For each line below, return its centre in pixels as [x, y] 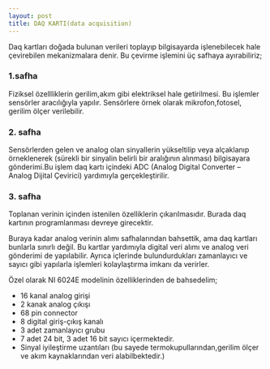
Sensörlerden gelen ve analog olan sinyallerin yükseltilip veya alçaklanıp [129, 150]
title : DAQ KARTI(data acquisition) [70, 24]
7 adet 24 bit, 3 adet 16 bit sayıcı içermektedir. [97, 339]
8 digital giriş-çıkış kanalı [62, 322]
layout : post [30, 16]
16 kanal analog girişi [55, 296]
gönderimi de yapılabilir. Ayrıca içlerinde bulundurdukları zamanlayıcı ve [128, 255]
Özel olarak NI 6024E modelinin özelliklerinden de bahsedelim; [113, 280]
